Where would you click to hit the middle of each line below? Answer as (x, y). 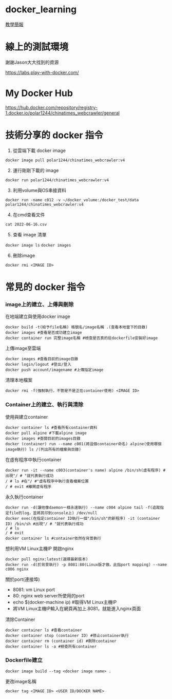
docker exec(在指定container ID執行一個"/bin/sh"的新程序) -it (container (83, 518)
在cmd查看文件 (29, 215)
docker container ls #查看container (44, 630)
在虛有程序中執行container (33, 459)
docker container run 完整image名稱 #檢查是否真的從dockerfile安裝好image (82, 338)
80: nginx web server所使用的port (49, 596)
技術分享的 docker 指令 (54, 135)
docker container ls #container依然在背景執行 (53, 538)
